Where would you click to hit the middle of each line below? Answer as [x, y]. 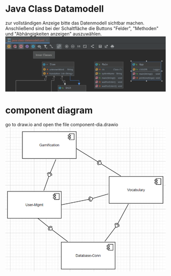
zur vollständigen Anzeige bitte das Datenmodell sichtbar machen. [75, 23]
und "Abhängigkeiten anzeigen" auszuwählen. [54, 34]
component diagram [49, 110]
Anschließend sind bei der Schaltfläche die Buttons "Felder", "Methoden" [82, 28]
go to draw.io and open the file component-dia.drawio [62, 124]
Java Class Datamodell [55, 9]
